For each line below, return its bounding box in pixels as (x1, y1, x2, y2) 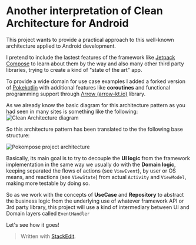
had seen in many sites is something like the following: (6, 108, 138, 115)
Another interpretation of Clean (6, 4, 163, 18)
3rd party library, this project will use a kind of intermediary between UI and (6, 203, 190, 210)
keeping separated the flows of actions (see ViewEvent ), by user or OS (6, 167, 177, 174)
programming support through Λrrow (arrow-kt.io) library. (6, 90, 146, 97)
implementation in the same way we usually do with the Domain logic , (6, 161, 176, 168)
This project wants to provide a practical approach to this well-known (6, 36, 175, 43)
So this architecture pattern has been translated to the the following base (6, 125, 184, 133)
